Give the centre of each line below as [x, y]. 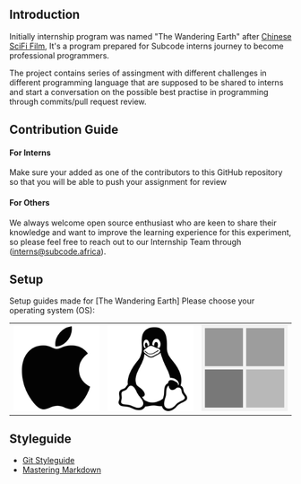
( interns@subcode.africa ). [58, 251]
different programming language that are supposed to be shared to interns [146, 82]
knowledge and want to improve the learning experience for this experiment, [150, 232]
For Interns [30, 153]
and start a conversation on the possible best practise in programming [139, 92]
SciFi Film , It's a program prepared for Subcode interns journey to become [146, 46]
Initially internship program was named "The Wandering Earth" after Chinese [150, 36]
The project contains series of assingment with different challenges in [138, 73]
